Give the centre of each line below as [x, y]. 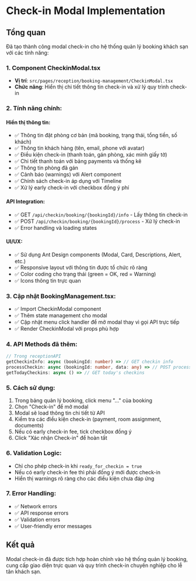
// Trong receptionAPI [34, 356]
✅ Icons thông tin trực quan [48, 280]
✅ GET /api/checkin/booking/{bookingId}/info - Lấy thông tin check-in [101, 215]
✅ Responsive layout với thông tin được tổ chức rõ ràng [81, 267]
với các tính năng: [27, 53]
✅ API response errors [41, 513]
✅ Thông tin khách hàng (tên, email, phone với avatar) [79, 148]
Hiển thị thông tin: [28, 122]
